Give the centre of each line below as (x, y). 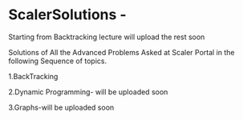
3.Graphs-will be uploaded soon (61, 107)
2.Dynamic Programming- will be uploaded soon (88, 92)
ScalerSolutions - (67, 15)
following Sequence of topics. (57, 61)
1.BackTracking (33, 76)
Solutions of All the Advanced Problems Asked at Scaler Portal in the (121, 52)
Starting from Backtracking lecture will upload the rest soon (107, 37)
